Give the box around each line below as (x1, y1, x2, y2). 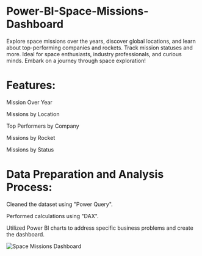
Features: (6, 78, 56, 92)
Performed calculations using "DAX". (6, 212, 99, 219)
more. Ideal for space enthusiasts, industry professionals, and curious (6, 50, 182, 57)
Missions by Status (6, 145, 54, 153)
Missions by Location (6, 110, 60, 117)
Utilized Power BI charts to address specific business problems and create (6, 224, 193, 232)
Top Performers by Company (6, 122, 79, 130)
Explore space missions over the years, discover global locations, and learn (6, 37, 197, 45)
